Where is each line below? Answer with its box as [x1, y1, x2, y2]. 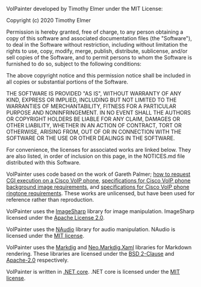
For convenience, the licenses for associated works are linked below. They [6, 147, 191, 153]
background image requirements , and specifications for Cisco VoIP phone [6, 183, 190, 190]
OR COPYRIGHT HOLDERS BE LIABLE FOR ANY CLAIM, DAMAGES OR [6, 115, 181, 122]
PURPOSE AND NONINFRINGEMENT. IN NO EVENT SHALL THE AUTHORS [6, 109, 191, 116]
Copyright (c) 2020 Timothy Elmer [6, 17, 91, 23]
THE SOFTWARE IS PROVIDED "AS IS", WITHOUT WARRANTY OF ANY [6, 90, 182, 97]
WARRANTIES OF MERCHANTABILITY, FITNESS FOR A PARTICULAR [6, 103, 176, 110]
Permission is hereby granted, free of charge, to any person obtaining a [6, 28, 184, 35]
